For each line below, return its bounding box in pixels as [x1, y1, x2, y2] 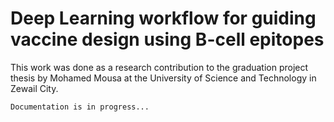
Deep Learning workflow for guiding [10, 7, 317, 30]
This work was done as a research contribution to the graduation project [10, 61, 309, 73]
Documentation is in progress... [10, 102, 150, 112]
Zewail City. [10, 82, 59, 94]
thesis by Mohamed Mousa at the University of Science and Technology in [10, 72, 317, 84]
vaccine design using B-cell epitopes [10, 28, 325, 51]
